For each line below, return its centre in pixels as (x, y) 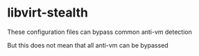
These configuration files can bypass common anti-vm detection (99, 32)
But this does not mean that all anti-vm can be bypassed (88, 45)
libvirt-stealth (48, 13)
